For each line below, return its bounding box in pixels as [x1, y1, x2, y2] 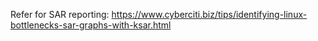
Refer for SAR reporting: [10, 9, 110, 20]
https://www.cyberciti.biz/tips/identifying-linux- [111, 9, 308, 20]
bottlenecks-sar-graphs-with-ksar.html [10, 19, 172, 31]
